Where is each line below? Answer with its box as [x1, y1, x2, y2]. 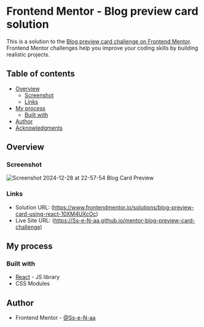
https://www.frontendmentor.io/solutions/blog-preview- [53, 203, 195, 211]
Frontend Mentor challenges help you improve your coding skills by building [6, 44, 198, 52]
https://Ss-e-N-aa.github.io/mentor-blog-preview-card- [54, 216, 195, 224]
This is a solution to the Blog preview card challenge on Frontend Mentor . [6, 37, 192, 45]
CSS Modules [15, 280, 50, 287]
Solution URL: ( [15, 203, 53, 211]
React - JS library [15, 274, 60, 281]
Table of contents [6, 69, 75, 79]
